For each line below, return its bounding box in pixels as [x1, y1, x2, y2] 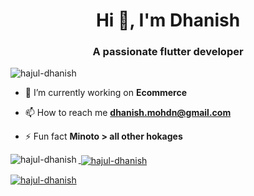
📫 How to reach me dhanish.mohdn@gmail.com [24, 107, 232, 119]
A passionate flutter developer [92, 45, 244, 59]
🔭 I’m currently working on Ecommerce [24, 87, 188, 99]
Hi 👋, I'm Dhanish [95, 9, 241, 32]
